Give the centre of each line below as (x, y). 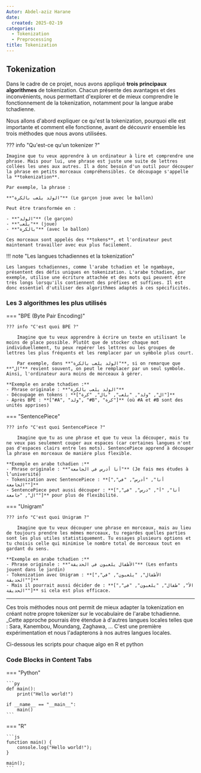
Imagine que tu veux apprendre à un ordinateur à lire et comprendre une (100, 156)
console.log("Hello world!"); (55, 748)
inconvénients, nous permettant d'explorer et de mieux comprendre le (92, 96)
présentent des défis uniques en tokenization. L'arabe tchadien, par (96, 272)
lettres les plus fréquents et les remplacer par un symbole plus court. (100, 353)
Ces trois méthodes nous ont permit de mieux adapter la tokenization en (95, 607)
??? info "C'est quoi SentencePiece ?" (56, 427)
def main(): (21, 689)
